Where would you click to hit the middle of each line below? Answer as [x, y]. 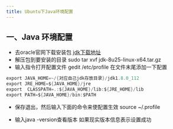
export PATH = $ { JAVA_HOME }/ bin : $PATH [51, 95]
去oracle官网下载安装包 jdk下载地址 [58, 52]
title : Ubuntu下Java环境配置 [40, 12]
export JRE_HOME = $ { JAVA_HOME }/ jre [49, 84]
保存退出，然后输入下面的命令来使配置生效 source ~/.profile [87, 107]
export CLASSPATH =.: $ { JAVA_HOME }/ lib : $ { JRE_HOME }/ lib [75, 89]
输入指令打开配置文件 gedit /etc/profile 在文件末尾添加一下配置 [91, 67]
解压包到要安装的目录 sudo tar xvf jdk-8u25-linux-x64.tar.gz [88, 60]
